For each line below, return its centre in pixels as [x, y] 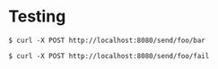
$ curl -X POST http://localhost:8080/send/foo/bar [107, 40]
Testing [37, 17]
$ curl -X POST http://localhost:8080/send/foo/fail [109, 56]
